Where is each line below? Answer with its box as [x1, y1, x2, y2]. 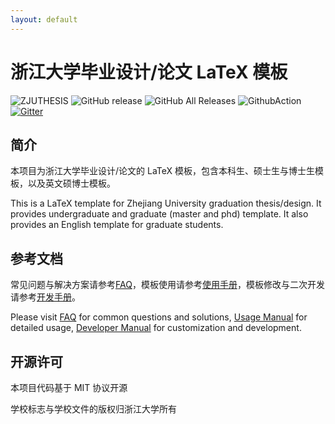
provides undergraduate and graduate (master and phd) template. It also [10, 208, 309, 220]
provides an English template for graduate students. [10, 219, 224, 231]
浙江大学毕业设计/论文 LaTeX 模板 [10, 61, 288, 83]
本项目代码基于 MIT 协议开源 [10, 382, 128, 393]
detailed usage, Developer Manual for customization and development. [10, 322, 302, 334]
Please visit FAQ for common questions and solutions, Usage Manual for [10, 311, 308, 323]
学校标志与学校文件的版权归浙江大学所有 [10, 403, 177, 415]
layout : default [10, 14, 78, 25]
